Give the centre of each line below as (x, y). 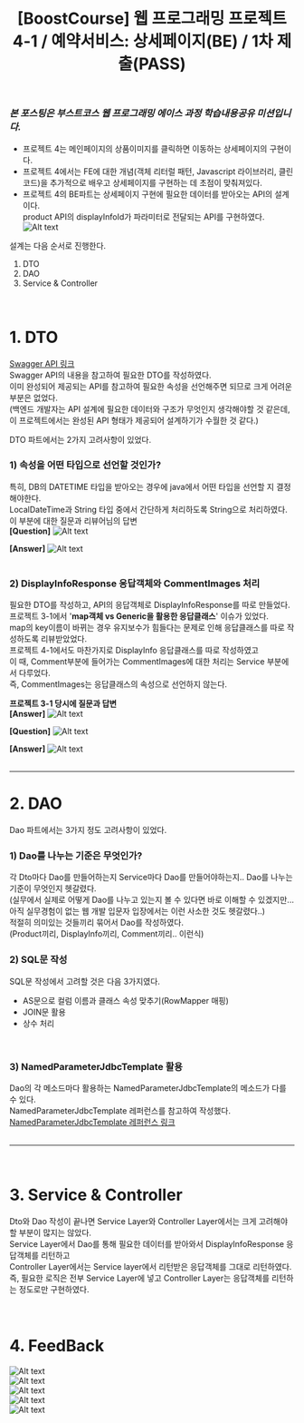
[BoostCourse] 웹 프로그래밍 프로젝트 (152, 19)
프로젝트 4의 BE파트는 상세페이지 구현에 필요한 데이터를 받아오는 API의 (147, 194)
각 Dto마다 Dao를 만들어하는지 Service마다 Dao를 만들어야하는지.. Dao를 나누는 (151, 878)
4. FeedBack (57, 1346)
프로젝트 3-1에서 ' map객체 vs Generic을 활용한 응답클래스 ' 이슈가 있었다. (139, 616)
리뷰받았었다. (64, 639)
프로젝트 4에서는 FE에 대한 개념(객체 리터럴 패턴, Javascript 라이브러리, (149, 171)
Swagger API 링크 (42, 363)
